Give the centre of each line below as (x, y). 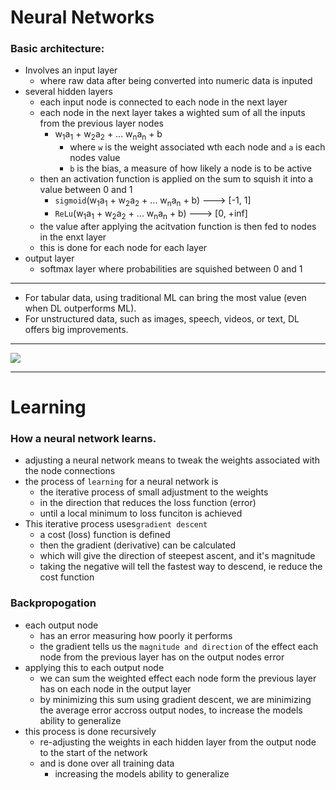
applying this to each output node (94, 667)
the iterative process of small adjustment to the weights (154, 492)
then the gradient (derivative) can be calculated (138, 545)
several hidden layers (68, 92)
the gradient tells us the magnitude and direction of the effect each (179, 646)
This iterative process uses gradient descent (116, 524)
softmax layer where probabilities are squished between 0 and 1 (171, 268)
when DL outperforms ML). (80, 308)
